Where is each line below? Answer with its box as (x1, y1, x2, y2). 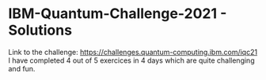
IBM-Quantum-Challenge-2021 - (8, 5, 227, 23)
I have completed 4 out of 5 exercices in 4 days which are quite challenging (8, 56, 255, 65)
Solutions (8, 21, 73, 39)
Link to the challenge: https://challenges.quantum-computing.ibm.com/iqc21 (8, 47, 258, 56)
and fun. (8, 64, 36, 73)
